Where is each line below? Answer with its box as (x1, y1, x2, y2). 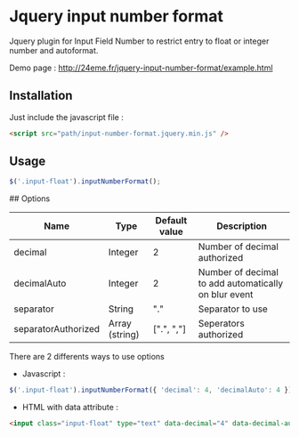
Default (155, 214, 188, 227)
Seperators (198, 318, 245, 330)
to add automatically (198, 278, 283, 290)
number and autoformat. (9, 45, 99, 55)
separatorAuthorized (13, 323, 101, 336)
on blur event (198, 288, 254, 301)
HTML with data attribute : (21, 402, 118, 413)
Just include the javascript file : (9, 111, 125, 122)
